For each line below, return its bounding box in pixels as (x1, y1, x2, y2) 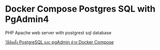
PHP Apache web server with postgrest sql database (5, 30, 112, 35)
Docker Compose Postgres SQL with (5, 3, 156, 15)
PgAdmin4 (5, 14, 49, 25)
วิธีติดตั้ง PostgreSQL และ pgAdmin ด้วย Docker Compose (5, 39, 114, 45)
